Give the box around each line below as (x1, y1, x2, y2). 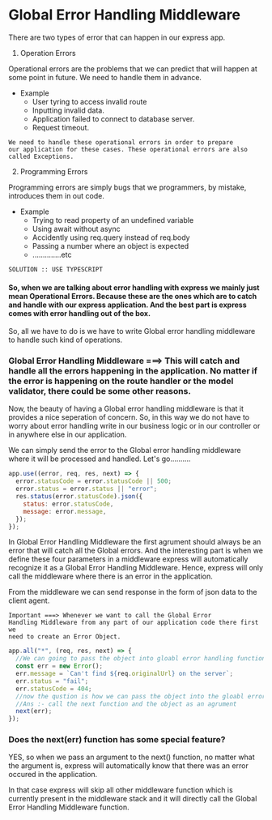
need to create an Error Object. (8, 633, 121, 641)
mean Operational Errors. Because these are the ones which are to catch (8, 291, 257, 301)
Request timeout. (32, 122, 90, 132)
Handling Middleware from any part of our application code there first (8, 618, 259, 627)
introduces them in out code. (8, 190, 105, 200)
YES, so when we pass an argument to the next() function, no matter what (8, 752, 255, 762)
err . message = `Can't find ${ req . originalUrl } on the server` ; (15, 670, 233, 678)
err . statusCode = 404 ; (15, 685, 92, 693)
